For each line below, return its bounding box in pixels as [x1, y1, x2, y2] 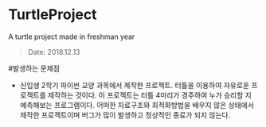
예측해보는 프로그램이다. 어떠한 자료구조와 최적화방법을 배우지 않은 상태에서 [19, 100, 255, 110]
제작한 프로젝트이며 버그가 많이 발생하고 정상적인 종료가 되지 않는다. [19, 110, 231, 120]
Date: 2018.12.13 [27, 47, 80, 56]
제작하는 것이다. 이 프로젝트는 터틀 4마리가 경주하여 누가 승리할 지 [47, 90, 252, 100]
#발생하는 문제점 [8, 63, 60, 73]
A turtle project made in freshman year [8, 32, 135, 41]
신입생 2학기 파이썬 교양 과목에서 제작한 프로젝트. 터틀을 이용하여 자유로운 [19, 80, 249, 90]
